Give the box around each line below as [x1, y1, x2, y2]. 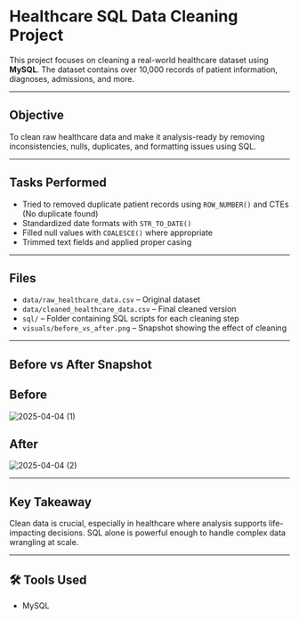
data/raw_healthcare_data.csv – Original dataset [21, 294, 201, 305]
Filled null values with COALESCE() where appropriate [21, 227, 214, 238]
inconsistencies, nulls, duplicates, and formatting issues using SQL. [9, 141, 256, 151]
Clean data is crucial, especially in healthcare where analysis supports [9, 518, 267, 529]
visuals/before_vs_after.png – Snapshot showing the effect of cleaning [21, 322, 287, 333]
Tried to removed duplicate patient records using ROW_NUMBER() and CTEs [21, 199, 289, 209]
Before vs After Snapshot [9, 356, 153, 371]
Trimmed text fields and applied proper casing [21, 236, 192, 247]
